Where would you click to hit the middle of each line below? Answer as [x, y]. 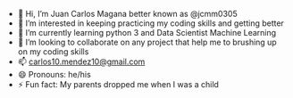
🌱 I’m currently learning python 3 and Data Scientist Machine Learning [147, 33]
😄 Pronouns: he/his [54, 74]
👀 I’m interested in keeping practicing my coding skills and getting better [151, 23]
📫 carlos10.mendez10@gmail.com [81, 61]
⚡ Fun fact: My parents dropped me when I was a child [118, 84]
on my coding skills [53, 52]
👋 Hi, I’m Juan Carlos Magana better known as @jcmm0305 [128, 14]
